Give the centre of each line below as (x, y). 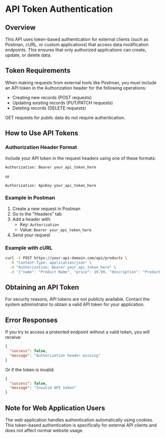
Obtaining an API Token (42, 287)
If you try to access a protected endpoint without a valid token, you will (78, 332)
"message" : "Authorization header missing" (55, 355)
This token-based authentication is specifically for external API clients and (81, 425)
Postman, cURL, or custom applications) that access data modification (77, 45)
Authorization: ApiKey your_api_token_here (51, 185)
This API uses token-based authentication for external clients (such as (77, 39)
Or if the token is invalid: (30, 370)
